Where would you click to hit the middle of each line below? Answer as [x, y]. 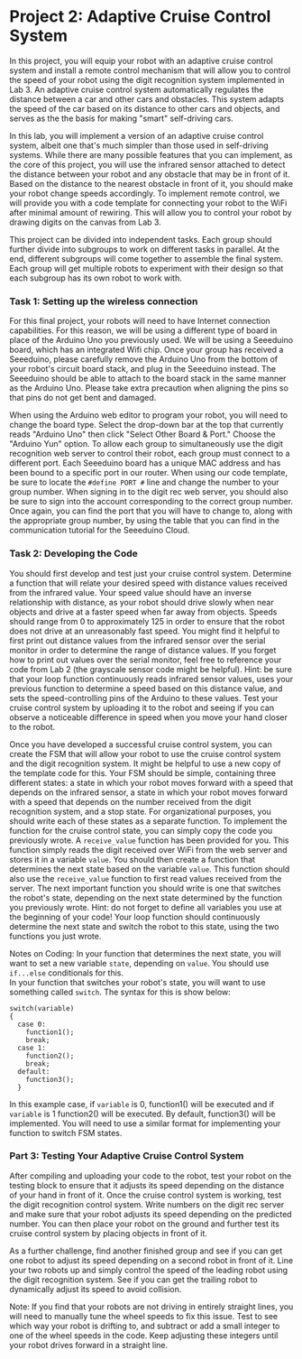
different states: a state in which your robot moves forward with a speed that [151, 782]
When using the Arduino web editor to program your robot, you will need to [149, 415]
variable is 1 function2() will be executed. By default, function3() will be [143, 1114]
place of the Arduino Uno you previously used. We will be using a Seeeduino [151, 340]
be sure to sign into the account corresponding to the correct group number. [151, 502]
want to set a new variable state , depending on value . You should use [139, 963]
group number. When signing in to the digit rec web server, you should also [149, 492]
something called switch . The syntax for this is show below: [120, 992]
